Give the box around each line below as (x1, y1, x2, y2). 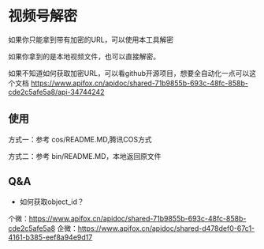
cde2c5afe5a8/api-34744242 (8, 87, 105, 96)
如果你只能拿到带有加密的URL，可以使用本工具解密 (8, 35, 174, 44)
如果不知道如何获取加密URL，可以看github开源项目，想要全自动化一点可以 (8, 68, 250, 77)
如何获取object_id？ (19, 197, 84, 206)
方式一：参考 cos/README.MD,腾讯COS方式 (8, 134, 152, 144)
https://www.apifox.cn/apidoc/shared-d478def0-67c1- (77, 223, 255, 233)
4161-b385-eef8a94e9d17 (8, 232, 93, 242)
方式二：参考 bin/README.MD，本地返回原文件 (8, 151, 162, 160)
